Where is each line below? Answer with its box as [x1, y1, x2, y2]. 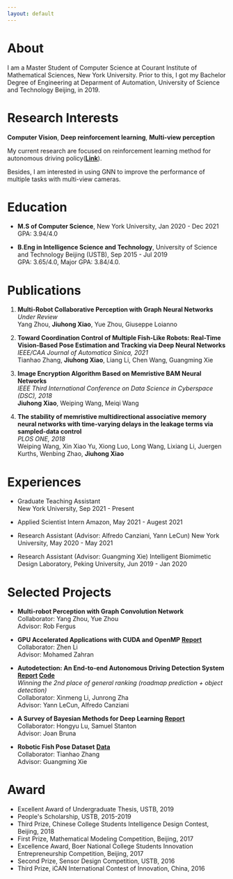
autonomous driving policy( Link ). [7, 154, 102, 162]
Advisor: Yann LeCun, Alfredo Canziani [17, 701, 129, 710]
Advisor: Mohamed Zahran [17, 650, 94, 659]
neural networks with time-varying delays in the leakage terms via [17, 420, 214, 429]
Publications [7, 282, 81, 298]
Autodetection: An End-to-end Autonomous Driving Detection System [17, 664, 225, 673]
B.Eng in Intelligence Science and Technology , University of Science [17, 243, 218, 252]
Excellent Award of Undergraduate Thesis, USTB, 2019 [17, 805, 174, 813]
